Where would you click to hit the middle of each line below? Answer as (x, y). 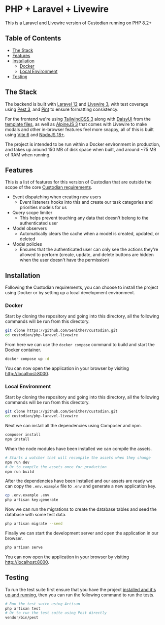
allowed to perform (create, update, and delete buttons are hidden (87, 255)
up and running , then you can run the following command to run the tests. (80, 595)
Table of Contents (33, 38)
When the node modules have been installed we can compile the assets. (79, 448)
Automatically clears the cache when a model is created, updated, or (89, 234)
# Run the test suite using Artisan (43, 604)
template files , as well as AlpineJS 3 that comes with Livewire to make (76, 124)
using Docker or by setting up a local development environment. (70, 293)
